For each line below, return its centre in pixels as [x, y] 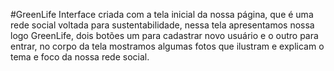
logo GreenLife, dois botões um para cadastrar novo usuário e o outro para [164, 35]
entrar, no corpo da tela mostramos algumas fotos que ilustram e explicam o [167, 46]
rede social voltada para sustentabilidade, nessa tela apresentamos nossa [162, 25]
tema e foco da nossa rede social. [80, 57]
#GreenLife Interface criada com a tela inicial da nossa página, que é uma [162, 14]
